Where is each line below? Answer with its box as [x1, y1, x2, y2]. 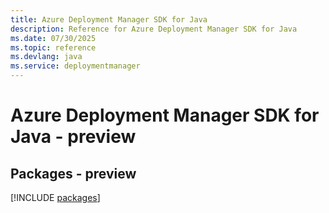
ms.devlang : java [10, 52, 83, 62]
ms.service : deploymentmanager [10, 61, 141, 71]
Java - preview [10, 126, 137, 148]
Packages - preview [10, 165, 137, 182]
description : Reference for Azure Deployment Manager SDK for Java [10, 24, 298, 34]
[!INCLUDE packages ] [10, 192, 101, 203]
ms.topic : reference [10, 42, 97, 53]
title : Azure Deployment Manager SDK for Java [10, 14, 208, 25]
